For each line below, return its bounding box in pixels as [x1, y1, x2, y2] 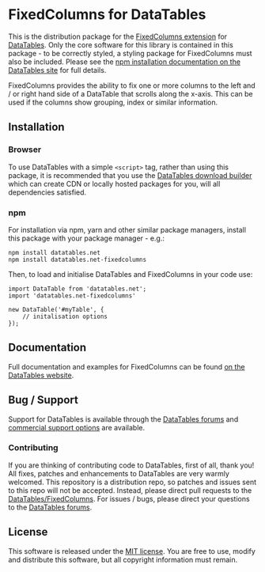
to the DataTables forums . [8, 502, 93, 512]
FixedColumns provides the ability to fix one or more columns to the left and [8, 81, 256, 90]
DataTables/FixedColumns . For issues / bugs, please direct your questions [8, 494, 251, 503]
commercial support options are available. [8, 422, 145, 432]
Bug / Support [8, 393, 79, 407]
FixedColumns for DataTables [8, 6, 206, 24]
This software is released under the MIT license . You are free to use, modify [8, 546, 256, 555]
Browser [8, 144, 42, 155]
